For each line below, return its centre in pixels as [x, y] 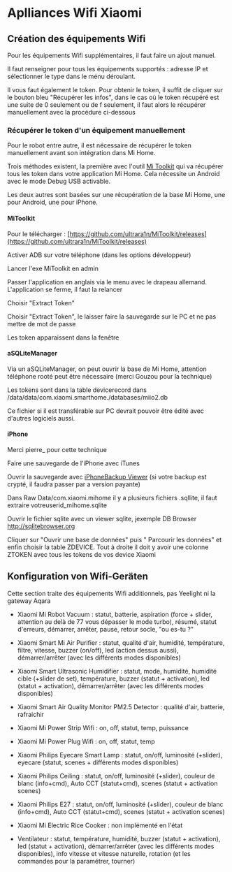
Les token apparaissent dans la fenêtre [63, 337]
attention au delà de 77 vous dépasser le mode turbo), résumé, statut [117, 622]
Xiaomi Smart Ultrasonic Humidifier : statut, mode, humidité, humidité [117, 671]
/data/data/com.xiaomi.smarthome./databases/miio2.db [88, 397]
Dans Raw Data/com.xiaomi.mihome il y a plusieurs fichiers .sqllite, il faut [113, 497]
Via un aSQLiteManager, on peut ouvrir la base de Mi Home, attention [107, 369]
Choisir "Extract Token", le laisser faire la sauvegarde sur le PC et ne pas [112, 317]
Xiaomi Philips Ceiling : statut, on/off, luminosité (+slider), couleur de [116, 776]
